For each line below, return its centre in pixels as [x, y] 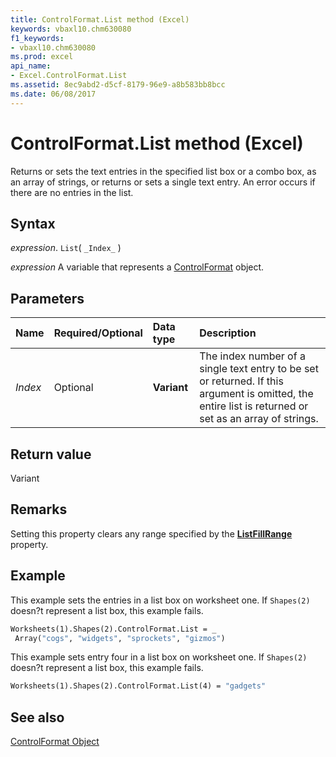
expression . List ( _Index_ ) [66, 248]
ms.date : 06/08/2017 [53, 94]
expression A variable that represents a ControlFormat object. [137, 267]
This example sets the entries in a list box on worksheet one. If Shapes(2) [160, 600]
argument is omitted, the [256, 394]
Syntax [33, 223]
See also [37, 717]
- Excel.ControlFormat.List [69, 76]
